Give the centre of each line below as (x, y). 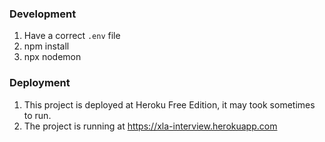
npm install (46, 46)
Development (43, 14)
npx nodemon (52, 57)
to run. (37, 115)
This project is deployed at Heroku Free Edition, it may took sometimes (169, 104)
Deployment (40, 83)
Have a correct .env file (72, 36)
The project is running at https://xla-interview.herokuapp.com (150, 126)
